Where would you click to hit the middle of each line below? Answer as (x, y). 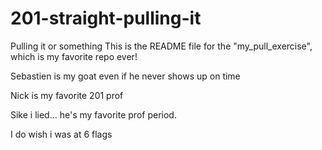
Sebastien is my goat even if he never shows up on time (125, 76)
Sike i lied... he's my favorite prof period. (93, 114)
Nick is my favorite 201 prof (67, 95)
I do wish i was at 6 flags (61, 134)
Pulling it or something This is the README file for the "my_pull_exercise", (161, 46)
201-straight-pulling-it (106, 18)
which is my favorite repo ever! (74, 56)
